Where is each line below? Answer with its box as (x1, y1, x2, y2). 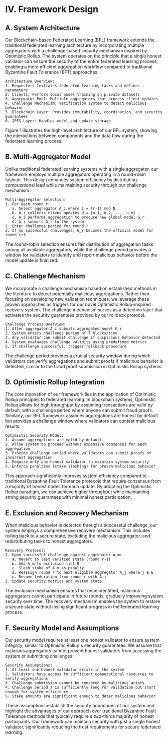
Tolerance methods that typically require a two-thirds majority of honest (5, 713, 154, 719)
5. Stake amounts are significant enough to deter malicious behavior (5, 694, 156, 699)
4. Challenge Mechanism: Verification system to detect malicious (5, 101, 147, 106)
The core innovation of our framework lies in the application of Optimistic (5, 391, 156, 397)
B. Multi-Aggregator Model (5, 153, 91, 161)
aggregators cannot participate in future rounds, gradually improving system (5, 593, 163, 599)
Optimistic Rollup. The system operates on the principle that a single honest (5, 53, 161, 59)
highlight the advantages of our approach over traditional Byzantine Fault (5, 708, 156, 714)
